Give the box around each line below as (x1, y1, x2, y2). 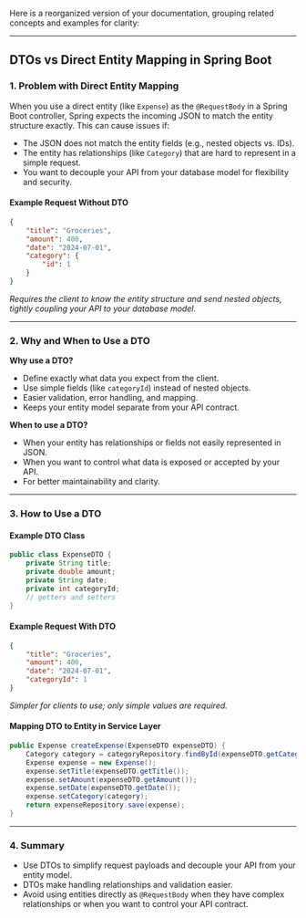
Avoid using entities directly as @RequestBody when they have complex (22, 889, 285, 900)
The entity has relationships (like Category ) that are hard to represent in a (22, 147, 296, 158)
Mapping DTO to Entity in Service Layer (9, 721, 161, 732)
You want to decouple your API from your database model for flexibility (22, 166, 290, 177)
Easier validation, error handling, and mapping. (22, 392, 199, 403)
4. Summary (9, 839, 66, 851)
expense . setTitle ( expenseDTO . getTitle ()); (25, 767, 189, 776)
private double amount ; (25, 568, 117, 577)
